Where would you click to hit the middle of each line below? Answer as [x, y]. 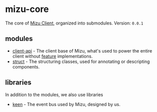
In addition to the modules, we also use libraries [54, 94]
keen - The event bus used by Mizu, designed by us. [66, 104]
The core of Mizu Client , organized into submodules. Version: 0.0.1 [74, 23]
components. [26, 66]
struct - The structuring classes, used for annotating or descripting [81, 61]
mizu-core [27, 9]
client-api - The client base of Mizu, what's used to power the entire [82, 50]
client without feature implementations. [53, 56]
